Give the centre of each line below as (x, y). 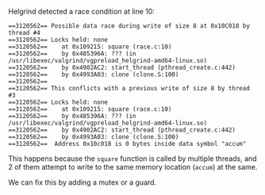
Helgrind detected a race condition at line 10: (81, 11)
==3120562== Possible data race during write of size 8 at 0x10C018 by (129, 26)
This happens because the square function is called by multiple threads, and (132, 159)
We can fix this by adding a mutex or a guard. (83, 182)
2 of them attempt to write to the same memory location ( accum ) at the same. (133, 167)
